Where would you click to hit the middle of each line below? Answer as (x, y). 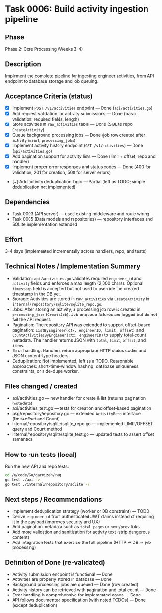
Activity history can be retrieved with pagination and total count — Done (84, 590)
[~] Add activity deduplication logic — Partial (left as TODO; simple (78, 182)
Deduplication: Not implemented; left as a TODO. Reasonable (73, 361)
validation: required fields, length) (45, 119)
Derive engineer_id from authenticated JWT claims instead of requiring (83, 516)
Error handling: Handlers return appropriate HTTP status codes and (79, 350)
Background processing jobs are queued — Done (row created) (75, 585)
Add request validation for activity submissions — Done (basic (74, 113)
